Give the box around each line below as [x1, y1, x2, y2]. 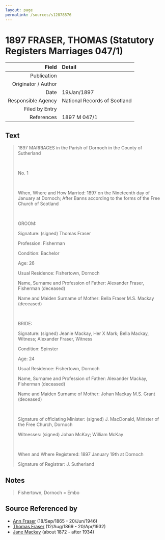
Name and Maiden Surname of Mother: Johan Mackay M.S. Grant [17, 391, 155, 397]
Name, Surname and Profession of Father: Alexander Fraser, [17, 280, 144, 286]
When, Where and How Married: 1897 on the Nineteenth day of [17, 190, 150, 196]
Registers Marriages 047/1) [5, 45, 123, 57]
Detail [62, 63, 76, 71]
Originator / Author [12, 80, 57, 87]
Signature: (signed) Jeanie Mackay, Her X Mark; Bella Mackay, [17, 330, 149, 336]
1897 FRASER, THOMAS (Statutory [5, 34, 154, 46]
